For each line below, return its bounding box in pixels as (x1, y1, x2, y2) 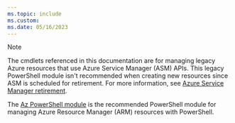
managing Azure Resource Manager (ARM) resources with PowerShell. (7, 107, 214, 117)
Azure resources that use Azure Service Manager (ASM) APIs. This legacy (7, 64, 224, 73)
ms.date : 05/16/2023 (7, 23, 69, 30)
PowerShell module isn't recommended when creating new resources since (7, 71, 229, 80)
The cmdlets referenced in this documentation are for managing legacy (7, 57, 216, 65)
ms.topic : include (7, 10, 62, 18)
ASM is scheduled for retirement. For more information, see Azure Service (7, 79, 224, 88)
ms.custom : (7, 17, 40, 24)
